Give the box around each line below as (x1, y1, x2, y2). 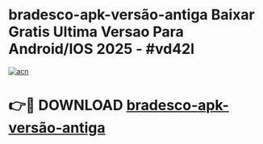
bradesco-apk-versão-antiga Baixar (8, 6, 256, 24)
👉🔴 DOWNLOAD (8, 97, 123, 114)
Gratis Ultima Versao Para (8, 23, 184, 41)
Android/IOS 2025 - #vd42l (8, 40, 195, 58)
